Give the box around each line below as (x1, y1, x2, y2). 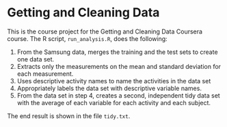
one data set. (16, 55, 55, 63)
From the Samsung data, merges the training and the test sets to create (16, 48, 218, 56)
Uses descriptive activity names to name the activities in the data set (16, 76, 211, 85)
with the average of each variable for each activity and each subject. (16, 98, 211, 107)
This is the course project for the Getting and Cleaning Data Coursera (7, 27, 203, 36)
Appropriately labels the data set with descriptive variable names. (16, 84, 202, 92)
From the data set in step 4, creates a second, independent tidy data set (16, 91, 220, 100)
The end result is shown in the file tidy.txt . (7, 111, 131, 120)
